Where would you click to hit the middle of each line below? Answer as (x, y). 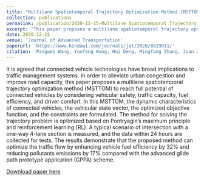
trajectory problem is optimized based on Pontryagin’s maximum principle (98, 121)
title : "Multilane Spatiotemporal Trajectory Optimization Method (92, 12)
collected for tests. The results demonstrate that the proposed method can (100, 140)
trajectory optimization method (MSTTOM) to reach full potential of (90, 88)
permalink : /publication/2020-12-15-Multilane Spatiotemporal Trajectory (102, 23)
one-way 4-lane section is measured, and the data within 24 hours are (94, 133)
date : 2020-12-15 (28, 35)
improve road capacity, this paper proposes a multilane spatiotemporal (95, 82)
